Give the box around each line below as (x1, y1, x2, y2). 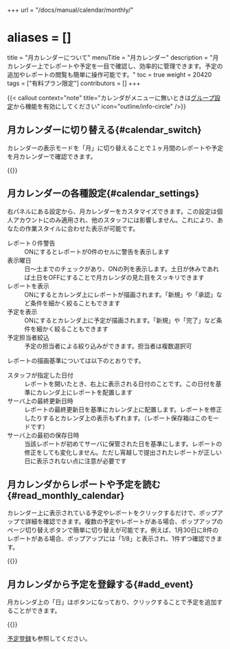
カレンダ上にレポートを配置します (36, 388, 133, 397)
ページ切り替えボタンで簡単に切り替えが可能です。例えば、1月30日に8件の (7, 526, 219, 534)
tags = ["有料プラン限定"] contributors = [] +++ (7, 79, 141, 87)
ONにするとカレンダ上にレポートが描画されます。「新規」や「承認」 (24, 290, 216, 298)
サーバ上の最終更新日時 (7, 397, 73, 405)
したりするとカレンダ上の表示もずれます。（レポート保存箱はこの (24, 414, 207, 422)
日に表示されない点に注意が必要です (24, 456, 127, 465)
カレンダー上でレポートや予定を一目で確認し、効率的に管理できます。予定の (7, 62, 223, 70)
